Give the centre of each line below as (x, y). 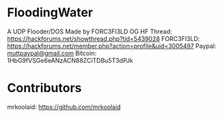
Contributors (44, 88)
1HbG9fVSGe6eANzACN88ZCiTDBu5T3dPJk (70, 60)
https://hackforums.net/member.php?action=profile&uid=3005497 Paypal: (112, 46)
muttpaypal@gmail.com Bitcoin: (52, 53)
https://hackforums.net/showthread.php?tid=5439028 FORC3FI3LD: (104, 38)
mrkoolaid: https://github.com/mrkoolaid (64, 106)
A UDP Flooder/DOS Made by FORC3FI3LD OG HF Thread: (90, 31)
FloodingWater (50, 13)
